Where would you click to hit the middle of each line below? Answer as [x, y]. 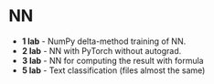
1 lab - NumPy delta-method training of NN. [104, 41]
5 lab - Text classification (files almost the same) [113, 70]
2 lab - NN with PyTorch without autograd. [102, 50]
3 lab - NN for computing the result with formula [112, 60]
